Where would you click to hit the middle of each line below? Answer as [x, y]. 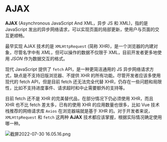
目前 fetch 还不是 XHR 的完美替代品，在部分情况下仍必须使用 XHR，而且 [79, 98]
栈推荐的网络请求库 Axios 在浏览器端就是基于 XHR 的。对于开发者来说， [79, 111]
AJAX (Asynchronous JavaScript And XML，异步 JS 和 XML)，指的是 [77, 23]
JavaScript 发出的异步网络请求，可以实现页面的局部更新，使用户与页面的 [80, 29]
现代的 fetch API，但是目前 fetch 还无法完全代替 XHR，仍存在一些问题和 [79, 81]
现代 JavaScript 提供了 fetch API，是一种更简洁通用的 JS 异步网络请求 [78, 69]
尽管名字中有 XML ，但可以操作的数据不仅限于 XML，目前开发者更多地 [86, 52]
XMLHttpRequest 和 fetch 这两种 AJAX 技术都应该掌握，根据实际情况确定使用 [83, 117]
